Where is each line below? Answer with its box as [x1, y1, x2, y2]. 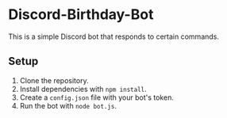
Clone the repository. [19, 75, 89, 85]
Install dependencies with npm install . [19, 84, 147, 93]
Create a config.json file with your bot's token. [19, 93, 175, 102]
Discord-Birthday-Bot [8, 6, 154, 24]
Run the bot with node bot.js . [19, 101, 117, 110]
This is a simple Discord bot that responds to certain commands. [8, 32, 220, 41]
